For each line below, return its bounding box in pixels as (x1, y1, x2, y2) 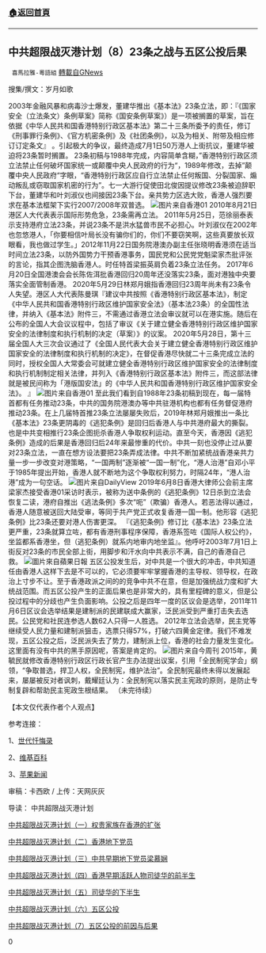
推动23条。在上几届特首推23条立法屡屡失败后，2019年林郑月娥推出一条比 (8, 408, 249, 417)
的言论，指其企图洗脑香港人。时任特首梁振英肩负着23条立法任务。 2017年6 (8, 260, 253, 269)
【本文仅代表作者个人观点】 (8, 703, 99, 712)
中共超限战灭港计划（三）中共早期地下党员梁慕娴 (8, 854, 168, 863)
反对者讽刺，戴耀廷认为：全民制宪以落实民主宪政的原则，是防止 (42, 676, 251, 685)
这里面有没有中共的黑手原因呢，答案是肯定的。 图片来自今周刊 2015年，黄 (8, 646, 258, 655)
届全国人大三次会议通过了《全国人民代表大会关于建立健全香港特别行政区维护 (8, 339, 258, 349)
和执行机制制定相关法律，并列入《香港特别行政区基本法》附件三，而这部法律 (8, 368, 258, 378)
